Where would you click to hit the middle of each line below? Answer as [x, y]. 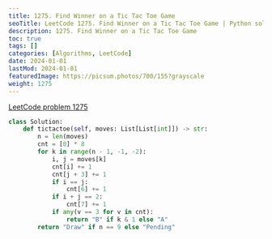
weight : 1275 [30, 83]
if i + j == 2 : [77, 197]
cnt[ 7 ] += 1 [86, 205]
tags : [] [23, 46]
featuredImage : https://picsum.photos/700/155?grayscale [106, 76]
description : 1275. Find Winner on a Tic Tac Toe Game [103, 31]
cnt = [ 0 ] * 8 [61, 144]
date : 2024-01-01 [38, 62]
